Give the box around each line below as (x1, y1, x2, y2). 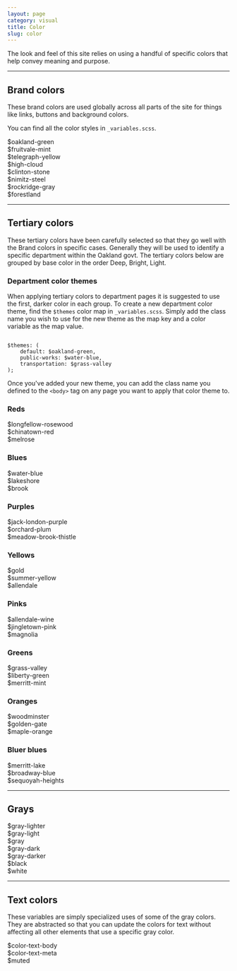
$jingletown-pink (7, 622, 56, 631)
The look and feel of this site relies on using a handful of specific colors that (7, 49, 228, 58)
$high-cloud (7, 160, 44, 169)
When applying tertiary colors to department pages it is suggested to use (7, 292, 220, 301)
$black (7, 859, 28, 868)
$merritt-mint (7, 679, 47, 687)
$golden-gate (7, 720, 47, 728)
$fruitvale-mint (7, 145, 51, 154)
